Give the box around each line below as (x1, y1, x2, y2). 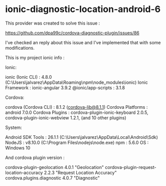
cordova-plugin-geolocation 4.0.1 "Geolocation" (5, 164, 104, 170)
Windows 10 (5, 144, 31, 151)
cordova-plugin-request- (105, 164, 156, 170)
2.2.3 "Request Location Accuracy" (44, 169, 117, 175)
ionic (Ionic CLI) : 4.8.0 (5, 74, 52, 80)
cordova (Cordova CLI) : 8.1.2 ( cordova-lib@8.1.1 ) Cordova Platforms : (5, 104, 148, 110)
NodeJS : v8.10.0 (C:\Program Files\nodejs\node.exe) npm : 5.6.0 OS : (5, 139, 149, 145)
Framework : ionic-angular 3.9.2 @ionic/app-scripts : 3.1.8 (5, 84, 125, 91)
